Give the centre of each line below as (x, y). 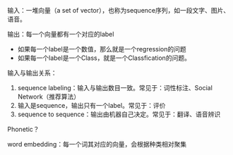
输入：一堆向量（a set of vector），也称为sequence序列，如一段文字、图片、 (119, 10)
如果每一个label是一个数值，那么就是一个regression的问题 (102, 49)
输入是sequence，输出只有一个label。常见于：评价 (91, 105)
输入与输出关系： (32, 73)
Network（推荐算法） (49, 97)
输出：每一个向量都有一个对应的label (61, 34)
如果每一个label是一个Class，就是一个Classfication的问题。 (104, 58)
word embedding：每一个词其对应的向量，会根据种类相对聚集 (97, 144)
